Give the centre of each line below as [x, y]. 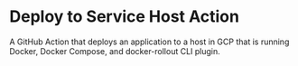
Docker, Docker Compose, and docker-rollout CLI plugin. [115, 51]
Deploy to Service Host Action [124, 17]
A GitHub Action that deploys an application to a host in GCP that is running [149, 42]
